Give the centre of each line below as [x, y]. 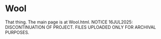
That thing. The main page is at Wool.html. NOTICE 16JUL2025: [69, 22]
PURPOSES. [17, 32]
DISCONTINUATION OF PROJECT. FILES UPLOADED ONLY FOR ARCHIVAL [80, 27]
